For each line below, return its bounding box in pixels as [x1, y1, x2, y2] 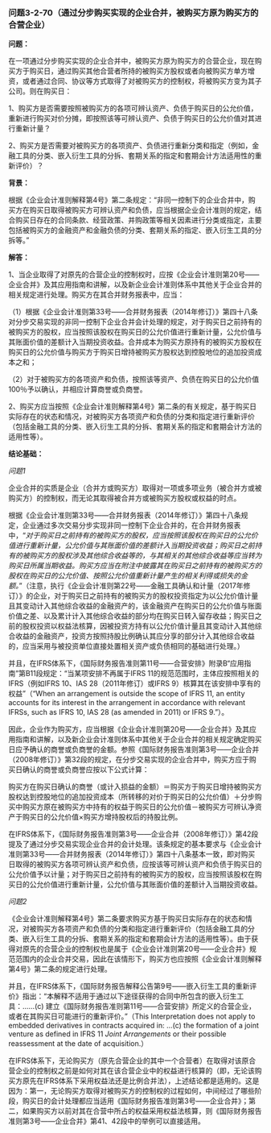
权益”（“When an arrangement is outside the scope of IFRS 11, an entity [8, 689, 245, 699]
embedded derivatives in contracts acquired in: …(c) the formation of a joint [8, 1021, 259, 1031]
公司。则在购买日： [8, 86, 72, 96]
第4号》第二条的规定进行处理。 [8, 965, 113, 974]
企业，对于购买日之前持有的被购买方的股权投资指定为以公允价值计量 [32, 591, 259, 601]
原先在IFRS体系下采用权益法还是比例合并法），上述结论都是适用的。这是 [22, 1076, 260, 1085]
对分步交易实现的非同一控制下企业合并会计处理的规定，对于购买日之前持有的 [8, 317, 262, 327]
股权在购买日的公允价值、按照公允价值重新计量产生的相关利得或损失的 [8, 571, 241, 581]
